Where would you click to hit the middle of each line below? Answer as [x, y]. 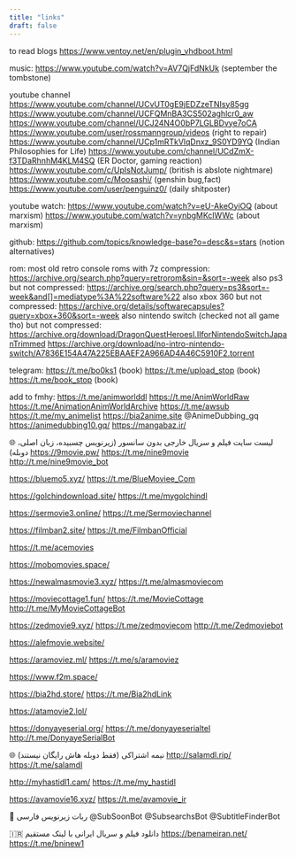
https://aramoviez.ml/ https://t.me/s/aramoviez [94, 660]
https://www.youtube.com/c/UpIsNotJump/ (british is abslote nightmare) [141, 170]
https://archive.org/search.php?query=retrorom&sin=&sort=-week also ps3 [146, 278]
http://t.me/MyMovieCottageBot [67, 608]
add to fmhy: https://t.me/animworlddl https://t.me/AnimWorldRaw [129, 397]
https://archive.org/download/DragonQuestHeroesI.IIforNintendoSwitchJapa [148, 334]
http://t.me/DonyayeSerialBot [62, 737]
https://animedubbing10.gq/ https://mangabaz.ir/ [98, 425]
